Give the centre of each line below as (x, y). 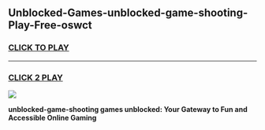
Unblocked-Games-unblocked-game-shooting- (128, 13)
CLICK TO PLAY (39, 48)
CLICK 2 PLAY (35, 77)
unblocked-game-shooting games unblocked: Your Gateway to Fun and (128, 109)
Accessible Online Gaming (52, 117)
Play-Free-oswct (50, 26)
